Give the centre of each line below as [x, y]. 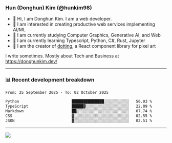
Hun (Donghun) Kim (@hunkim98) [49, 8]
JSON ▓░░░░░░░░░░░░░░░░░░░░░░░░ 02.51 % [79, 120]
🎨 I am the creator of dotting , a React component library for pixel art [84, 46]
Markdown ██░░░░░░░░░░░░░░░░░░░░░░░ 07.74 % [79, 111]
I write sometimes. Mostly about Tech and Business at [62, 56]
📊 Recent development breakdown [50, 80]
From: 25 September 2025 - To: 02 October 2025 [57, 92]
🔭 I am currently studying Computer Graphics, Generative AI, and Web [87, 35]
